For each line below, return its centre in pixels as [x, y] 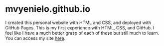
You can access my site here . [35, 38]
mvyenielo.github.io [48, 9]
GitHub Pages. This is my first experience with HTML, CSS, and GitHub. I [80, 27]
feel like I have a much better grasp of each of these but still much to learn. [82, 33]
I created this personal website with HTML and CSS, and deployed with [78, 23]
